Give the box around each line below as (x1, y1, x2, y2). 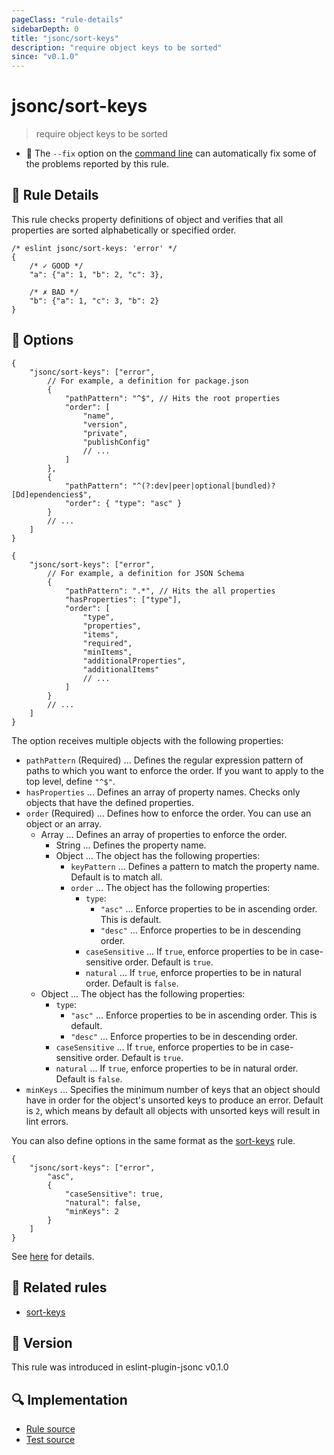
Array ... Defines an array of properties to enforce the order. (40, 828, 288, 840)
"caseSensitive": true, (64, 1189, 164, 1199)
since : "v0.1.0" (11, 52, 79, 62)
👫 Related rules (11, 1279, 108, 1296)
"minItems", (82, 647, 133, 657)
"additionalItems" (82, 664, 160, 675)
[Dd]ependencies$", (11, 489, 93, 500)
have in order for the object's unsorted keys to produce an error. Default (25, 1094, 324, 1106)
